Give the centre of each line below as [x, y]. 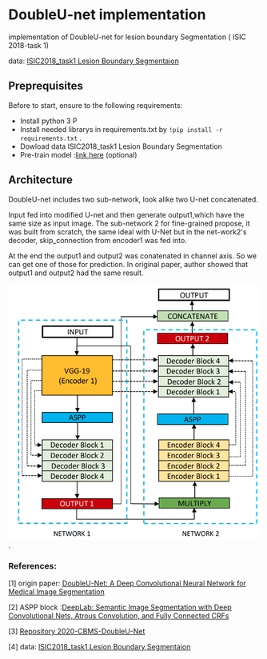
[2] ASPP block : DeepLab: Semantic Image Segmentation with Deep [120, 607]
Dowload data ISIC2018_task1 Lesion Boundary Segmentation [121, 146]
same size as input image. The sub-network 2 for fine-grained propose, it [129, 223]
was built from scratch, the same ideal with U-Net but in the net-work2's [128, 232]
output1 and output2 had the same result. [76, 273]
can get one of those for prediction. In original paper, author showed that [128, 264]
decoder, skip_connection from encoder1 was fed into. [98, 240]
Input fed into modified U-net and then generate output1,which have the [127, 214]
